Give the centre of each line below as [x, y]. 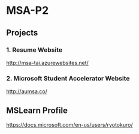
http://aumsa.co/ [27, 91]
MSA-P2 [28, 11]
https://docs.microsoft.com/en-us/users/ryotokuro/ [69, 124]
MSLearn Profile [37, 110]
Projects [22, 33]
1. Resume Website [34, 50]
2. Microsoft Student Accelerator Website [68, 78]
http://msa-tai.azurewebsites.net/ [47, 62]
